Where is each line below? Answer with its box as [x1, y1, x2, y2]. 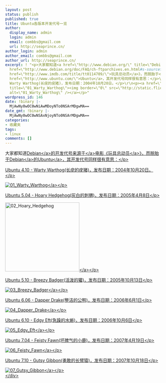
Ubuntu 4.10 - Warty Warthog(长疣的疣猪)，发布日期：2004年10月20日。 [5, 167, 154, 173]
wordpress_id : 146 [5, 95, 43, 99]
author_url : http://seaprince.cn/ [5, 58, 77, 63]
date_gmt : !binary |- [5, 108, 50, 114]
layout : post [5, 7, 32, 12]
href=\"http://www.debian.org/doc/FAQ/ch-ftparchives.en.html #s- [9, 67, 147, 72]
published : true [5, 16, 39, 21]
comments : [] [5, 136, 32, 141]
